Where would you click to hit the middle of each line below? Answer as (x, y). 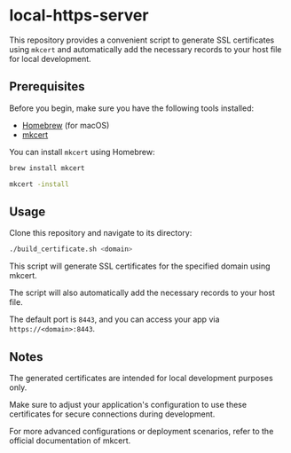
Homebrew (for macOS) (66, 125)
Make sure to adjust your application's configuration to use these (128, 405)
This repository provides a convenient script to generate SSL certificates (142, 40)
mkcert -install (39, 184)
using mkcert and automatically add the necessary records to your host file (145, 49)
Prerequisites (47, 86)
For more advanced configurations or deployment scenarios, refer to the (142, 431)
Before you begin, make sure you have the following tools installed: (132, 108)
